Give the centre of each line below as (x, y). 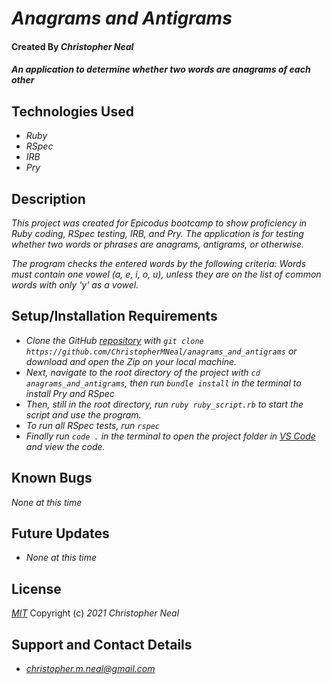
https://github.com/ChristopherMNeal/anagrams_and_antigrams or (161, 351)
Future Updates (60, 533)
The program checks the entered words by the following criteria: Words (159, 263)
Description (48, 198)
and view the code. (65, 446)
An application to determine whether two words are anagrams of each (161, 69)
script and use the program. (83, 414)
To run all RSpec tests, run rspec (93, 425)
